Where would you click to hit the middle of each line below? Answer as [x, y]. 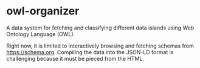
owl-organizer [43, 11]
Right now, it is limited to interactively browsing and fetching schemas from [100, 46]
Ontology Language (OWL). [41, 34]
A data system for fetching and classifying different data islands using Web [100, 28]
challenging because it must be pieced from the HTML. [75, 58]
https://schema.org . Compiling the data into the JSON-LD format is [90, 52]
